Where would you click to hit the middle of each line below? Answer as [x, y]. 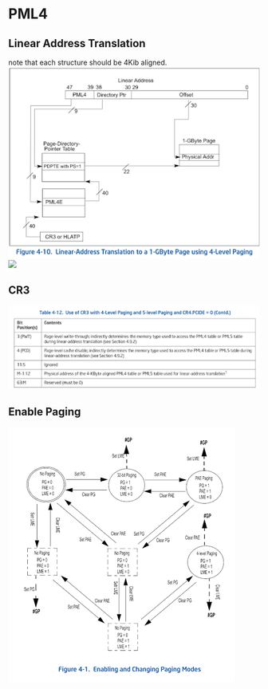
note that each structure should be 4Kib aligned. [88, 62]
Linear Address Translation [77, 43]
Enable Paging [45, 412]
